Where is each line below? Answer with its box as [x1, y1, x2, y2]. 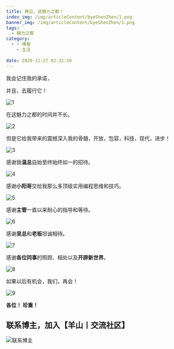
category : [6, 36, 30, 42]
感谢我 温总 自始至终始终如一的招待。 [6, 158, 94, 165]
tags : [6, 25, 19, 31]
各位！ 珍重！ [6, 301, 39, 309]
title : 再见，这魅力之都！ [6, 8, 64, 15]
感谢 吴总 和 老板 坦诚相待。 [6, 230, 68, 237]
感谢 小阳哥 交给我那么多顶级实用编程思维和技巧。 [6, 182, 124, 189]
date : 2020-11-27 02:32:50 [6, 57, 72, 63]
